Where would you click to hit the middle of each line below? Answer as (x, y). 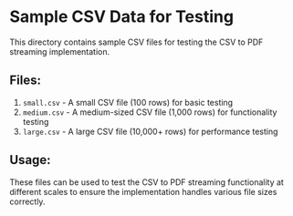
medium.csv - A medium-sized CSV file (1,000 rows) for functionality (150, 112)
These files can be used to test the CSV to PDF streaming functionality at (147, 182)
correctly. (27, 201)
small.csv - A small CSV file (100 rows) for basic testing (128, 102)
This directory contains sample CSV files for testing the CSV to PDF (136, 42)
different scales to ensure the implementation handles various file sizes (143, 191)
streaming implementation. (60, 51)
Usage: (31, 160)
